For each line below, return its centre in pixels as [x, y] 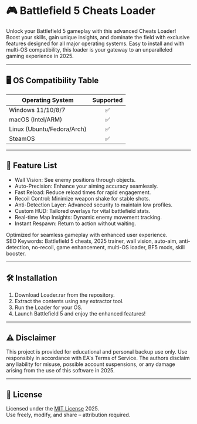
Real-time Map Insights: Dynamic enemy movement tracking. [88, 217]
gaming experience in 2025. [40, 56]
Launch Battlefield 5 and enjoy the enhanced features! [80, 314]
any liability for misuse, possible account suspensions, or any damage [91, 364]
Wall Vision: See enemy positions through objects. [75, 179]
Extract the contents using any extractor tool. [69, 301]
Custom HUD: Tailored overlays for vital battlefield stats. [82, 211]
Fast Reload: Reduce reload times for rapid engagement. [83, 192]
